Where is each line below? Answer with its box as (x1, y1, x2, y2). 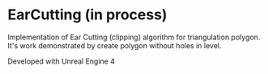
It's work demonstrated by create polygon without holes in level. (7, 40, 222, 50)
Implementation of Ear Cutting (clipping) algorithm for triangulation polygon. (7, 32, 261, 42)
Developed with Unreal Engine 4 (7, 56, 115, 66)
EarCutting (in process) (7, 6, 168, 24)
